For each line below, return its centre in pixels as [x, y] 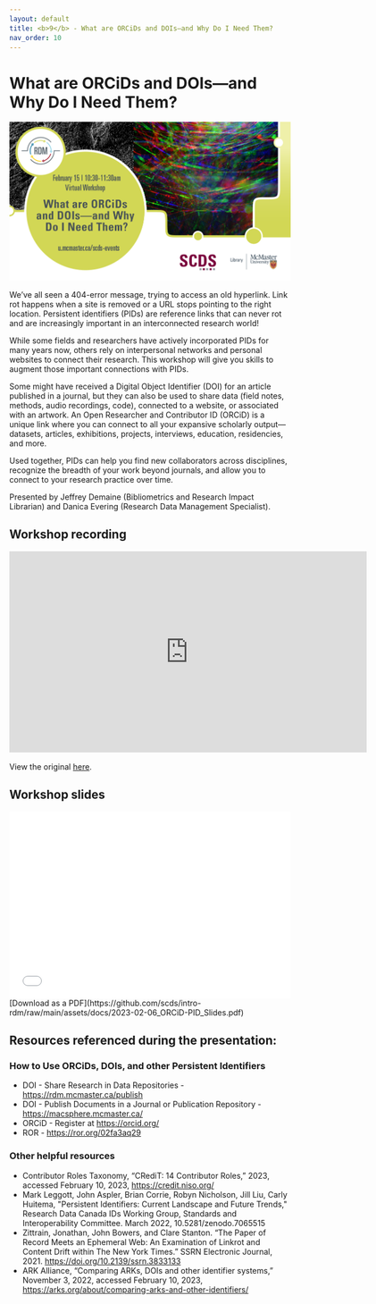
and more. [28, 443]
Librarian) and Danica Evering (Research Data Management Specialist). [140, 507]
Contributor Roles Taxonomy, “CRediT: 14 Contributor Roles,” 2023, [146, 1175]
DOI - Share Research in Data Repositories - [103, 1085]
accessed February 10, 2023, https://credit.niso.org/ [118, 1185]
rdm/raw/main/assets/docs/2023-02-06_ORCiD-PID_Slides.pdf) [126, 1012]
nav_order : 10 [36, 38]
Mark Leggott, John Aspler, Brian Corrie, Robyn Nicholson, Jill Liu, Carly [155, 1194]
